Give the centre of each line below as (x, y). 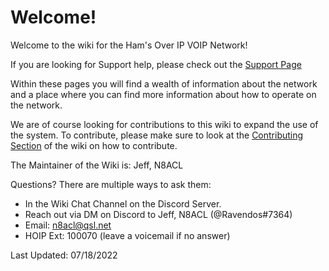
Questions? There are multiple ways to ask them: (111, 184)
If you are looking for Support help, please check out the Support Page (156, 64)
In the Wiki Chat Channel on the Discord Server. (123, 203)
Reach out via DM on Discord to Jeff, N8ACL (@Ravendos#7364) (158, 214)
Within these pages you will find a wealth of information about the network (164, 83)
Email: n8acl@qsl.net (68, 225)
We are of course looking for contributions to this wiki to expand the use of (164, 124)
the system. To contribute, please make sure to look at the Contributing (157, 135)
